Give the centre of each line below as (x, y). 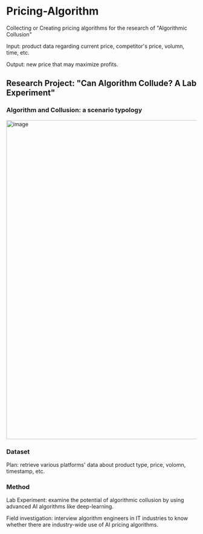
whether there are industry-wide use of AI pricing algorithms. (82, 525)
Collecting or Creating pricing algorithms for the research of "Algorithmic (97, 28)
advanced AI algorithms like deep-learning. (60, 507)
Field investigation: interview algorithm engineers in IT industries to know (97, 518)
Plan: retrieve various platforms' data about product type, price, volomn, (96, 464)
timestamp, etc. (26, 471)
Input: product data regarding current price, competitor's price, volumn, (95, 46)
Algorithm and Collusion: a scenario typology (74, 110)
